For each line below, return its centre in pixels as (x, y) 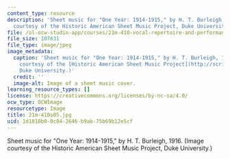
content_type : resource (41, 13)
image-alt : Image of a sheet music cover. (75, 83)
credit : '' (29, 77)
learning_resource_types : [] (49, 89)
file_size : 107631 (33, 39)
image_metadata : (30, 52)
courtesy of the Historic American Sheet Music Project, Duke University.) (110, 148)
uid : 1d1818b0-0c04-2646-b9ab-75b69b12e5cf (70, 121)
